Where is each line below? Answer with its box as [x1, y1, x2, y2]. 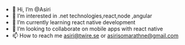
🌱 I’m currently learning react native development [12, 19, 136, 26]
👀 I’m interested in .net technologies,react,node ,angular [12, 12, 153, 19]
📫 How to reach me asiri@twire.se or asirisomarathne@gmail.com [12, 32, 179, 39]
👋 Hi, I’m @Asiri [12, 6, 51, 13]
